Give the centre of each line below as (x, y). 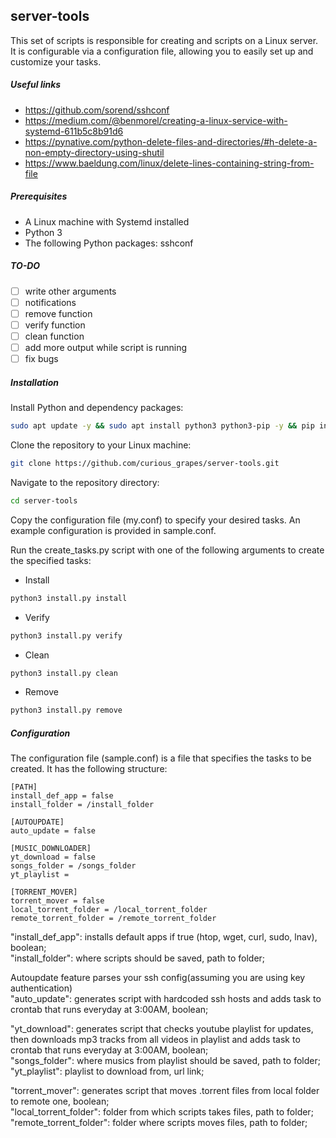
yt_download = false (53, 857)
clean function (54, 336)
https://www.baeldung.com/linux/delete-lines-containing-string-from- (169, 163)
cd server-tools (44, 500)
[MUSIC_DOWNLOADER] (51, 849)
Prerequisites (39, 196)
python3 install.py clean (64, 673)
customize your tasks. (56, 61)
